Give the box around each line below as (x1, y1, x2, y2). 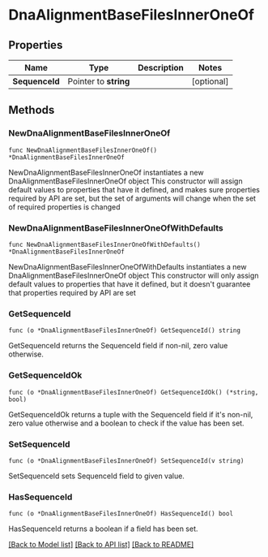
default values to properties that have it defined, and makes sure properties (8, 184, 261, 194)
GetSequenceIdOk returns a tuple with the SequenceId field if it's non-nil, (8, 409, 253, 419)
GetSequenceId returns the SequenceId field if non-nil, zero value (8, 341, 228, 351)
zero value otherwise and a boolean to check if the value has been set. (8, 418, 245, 428)
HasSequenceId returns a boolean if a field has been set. (8, 524, 198, 533)
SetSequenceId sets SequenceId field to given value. (8, 471, 185, 481)
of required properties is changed (8, 201, 121, 212)
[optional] (191, 76, 229, 87)
